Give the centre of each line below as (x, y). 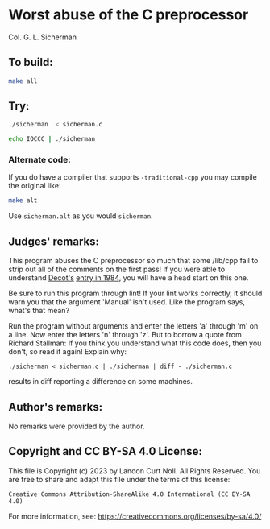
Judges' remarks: (54, 241)
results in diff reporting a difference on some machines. (101, 382)
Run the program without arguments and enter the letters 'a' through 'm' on (133, 326)
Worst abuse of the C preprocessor (129, 15)
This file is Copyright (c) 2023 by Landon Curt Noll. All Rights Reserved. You (135, 471)
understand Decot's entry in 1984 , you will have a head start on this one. (129, 278)
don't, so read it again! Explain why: (68, 352)
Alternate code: (39, 160)
